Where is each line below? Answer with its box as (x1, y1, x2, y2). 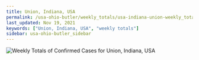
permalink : (6, 14, 33, 20)
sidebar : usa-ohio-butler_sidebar (6, 31, 92, 37)
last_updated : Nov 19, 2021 (6, 20, 76, 26)
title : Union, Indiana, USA (6, 8, 76, 15)
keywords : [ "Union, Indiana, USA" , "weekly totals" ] (6, 25, 139, 31)
